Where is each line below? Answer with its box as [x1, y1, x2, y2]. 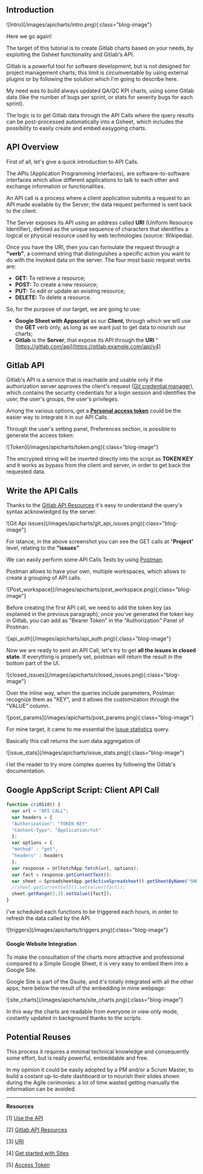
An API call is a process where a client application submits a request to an [6, 194, 190, 201]
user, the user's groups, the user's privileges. [6, 395, 119, 403]
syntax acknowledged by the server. [6, 508, 97, 516]
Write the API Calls [6, 485, 79, 496]
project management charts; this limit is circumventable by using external [6, 69, 188, 76]
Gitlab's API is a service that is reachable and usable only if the [6, 376, 163, 383]
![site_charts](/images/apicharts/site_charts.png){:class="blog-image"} [6, 996, 184, 1004]
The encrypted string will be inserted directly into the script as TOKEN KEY [6, 455, 193, 462]
